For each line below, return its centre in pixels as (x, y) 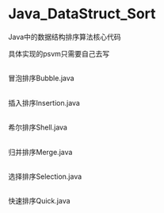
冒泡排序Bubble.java (41, 78)
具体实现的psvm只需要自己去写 (59, 53)
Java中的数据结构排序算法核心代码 (65, 37)
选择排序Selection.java (45, 176)
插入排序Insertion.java (44, 103)
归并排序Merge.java (40, 152)
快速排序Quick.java (39, 201)
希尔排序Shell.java (38, 127)
